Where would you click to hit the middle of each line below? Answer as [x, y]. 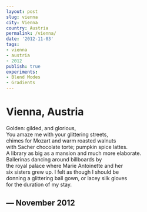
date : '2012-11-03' [30, 39]
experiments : [22, 72]
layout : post [22, 11]
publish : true [24, 66]
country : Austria [27, 28]
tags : [13, 45]
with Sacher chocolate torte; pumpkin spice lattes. [67, 147]
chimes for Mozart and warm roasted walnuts [61, 140]
